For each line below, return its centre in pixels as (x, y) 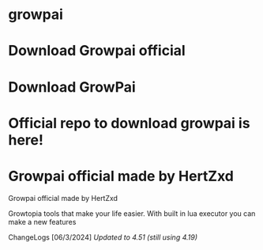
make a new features (42, 222)
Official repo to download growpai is (129, 123)
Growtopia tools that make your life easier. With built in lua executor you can (132, 213)
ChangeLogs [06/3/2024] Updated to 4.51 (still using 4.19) (103, 237)
